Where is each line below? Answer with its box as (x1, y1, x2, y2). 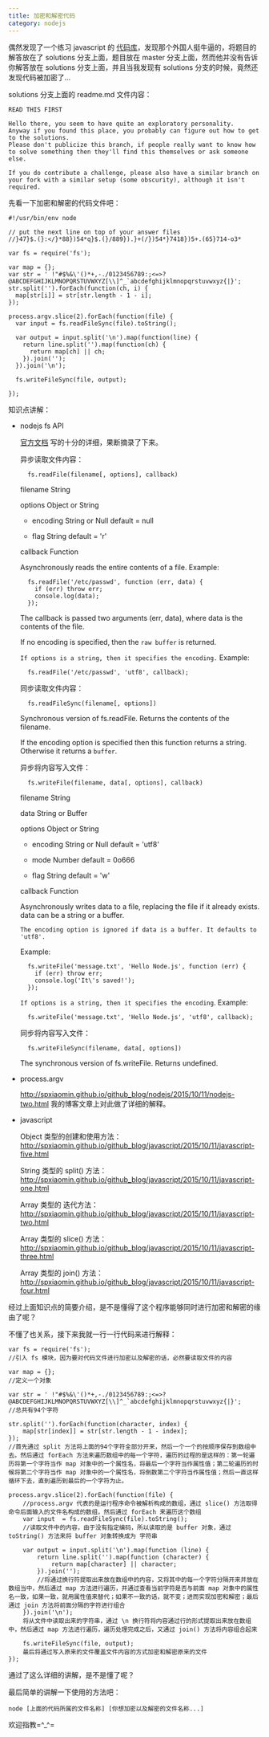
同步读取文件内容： (19, 683, 84, 693)
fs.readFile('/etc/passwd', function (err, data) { (27, 577, 203, 586)
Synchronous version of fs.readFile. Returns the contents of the (19, 713, 230, 723)
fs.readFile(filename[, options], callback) (27, 471, 179, 479)
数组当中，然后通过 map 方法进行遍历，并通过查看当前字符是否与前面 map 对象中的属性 (8, 1584, 259, 1592)
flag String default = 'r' (31, 531, 107, 540)
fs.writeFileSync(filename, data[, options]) (27, 1044, 182, 1052)
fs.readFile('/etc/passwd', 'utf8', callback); (27, 668, 190, 676)
